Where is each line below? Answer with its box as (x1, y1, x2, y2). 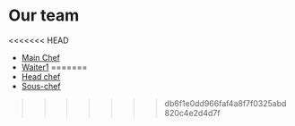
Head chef (21, 71, 61, 81)
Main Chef (21, 52, 60, 63)
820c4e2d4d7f (164, 107, 221, 118)
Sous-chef (21, 80, 61, 91)
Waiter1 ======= (21, 62, 88, 72)
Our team (8, 5, 80, 26)
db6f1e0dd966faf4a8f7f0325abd (164, 97, 287, 108)
